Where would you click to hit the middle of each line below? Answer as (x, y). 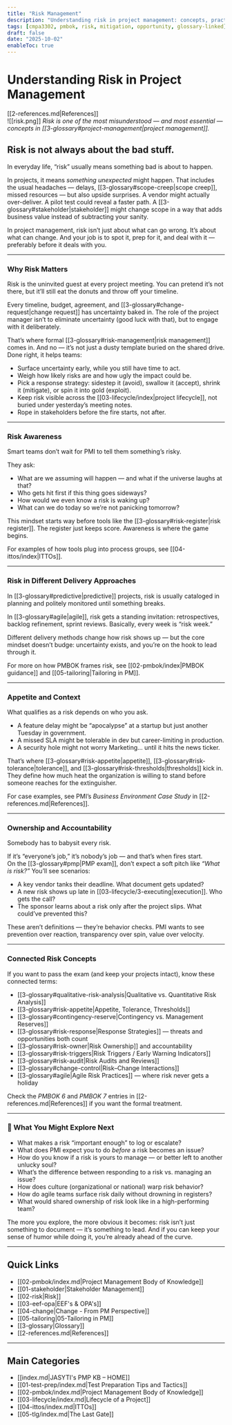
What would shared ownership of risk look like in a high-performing (113, 1201)
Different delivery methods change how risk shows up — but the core (106, 637)
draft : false (26, 33)
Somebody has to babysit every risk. (59, 843)
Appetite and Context (44, 697)
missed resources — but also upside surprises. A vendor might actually (109, 195)
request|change (30, 312)
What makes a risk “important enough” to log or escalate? (99, 1143)
